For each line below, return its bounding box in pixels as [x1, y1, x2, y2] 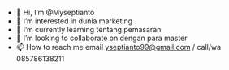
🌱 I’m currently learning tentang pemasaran [15, 25, 162, 34]
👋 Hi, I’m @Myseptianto [15, 8, 95, 17]
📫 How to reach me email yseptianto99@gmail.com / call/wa [15, 43, 222, 51]
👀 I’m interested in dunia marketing [15, 16, 133, 26]
